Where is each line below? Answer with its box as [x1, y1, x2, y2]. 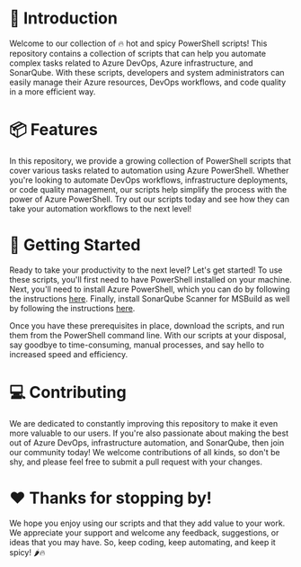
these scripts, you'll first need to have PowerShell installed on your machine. [9, 274, 292, 284]
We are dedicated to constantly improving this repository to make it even [9, 418, 279, 428]
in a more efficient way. [9, 85, 96, 97]
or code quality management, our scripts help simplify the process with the [9, 184, 288, 194]
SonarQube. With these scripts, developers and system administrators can [9, 67, 285, 77]
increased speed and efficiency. [9, 348, 128, 359]
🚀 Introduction [9, 8, 119, 29]
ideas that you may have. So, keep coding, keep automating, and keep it [9, 536, 276, 547]
